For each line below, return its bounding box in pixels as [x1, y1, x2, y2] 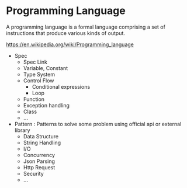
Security [23, 170, 44, 177]
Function [23, 95, 45, 103]
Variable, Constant [23, 64, 68, 71]
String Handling [23, 139, 61, 146]
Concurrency [23, 151, 56, 158]
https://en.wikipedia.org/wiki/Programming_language [6, 41, 134, 48]
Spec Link [23, 58, 48, 65]
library [14, 127, 30, 134]
